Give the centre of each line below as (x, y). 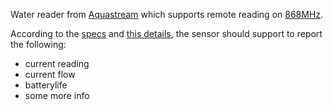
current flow (50, 74)
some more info (57, 95)
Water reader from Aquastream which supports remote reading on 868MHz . (167, 14)
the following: (38, 44)
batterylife (46, 85)
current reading (57, 63)
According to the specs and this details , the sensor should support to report (166, 33)
